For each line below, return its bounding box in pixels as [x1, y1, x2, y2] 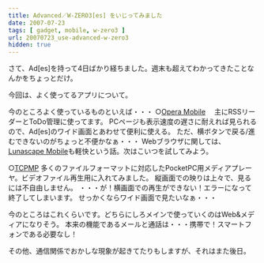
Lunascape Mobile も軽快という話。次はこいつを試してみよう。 [8, 147, 213, 156]
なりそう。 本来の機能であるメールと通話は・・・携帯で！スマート [28, 220, 245, 229]
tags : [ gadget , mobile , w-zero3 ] [8, 26, 126, 34]
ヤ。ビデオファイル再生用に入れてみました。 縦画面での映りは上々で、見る [8, 173, 251, 182]
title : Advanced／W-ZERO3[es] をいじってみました [8, 11, 163, 20]
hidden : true [8, 41, 51, 49]
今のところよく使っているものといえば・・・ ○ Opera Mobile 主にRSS [8, 107, 243, 117]
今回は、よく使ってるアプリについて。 [8, 90, 133, 100]
